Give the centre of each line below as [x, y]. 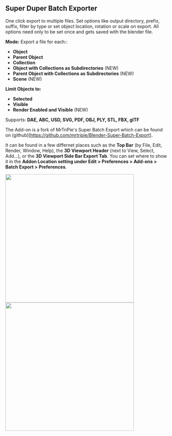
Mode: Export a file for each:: [36, 42]
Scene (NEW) [27, 79]
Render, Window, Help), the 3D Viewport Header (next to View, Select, [80, 150]
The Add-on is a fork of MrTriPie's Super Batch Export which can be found [84, 129]
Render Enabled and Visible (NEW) [50, 109]
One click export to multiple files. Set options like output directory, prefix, [83, 21]
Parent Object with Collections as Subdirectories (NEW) [73, 73]
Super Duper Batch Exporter [51, 8]
